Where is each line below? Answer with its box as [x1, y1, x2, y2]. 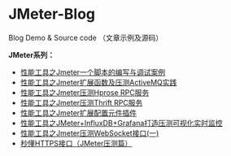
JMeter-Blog [8, 5, 96, 24]
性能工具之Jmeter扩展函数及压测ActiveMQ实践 [20, 77, 177, 87]
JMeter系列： [8, 50, 55, 59]
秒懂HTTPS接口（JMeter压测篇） [20, 138, 133, 148]
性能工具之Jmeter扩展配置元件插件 [20, 107, 137, 118]
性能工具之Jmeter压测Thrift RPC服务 [20, 97, 143, 107]
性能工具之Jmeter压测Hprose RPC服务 [20, 87, 150, 97]
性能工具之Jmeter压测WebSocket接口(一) [20, 128, 159, 138]
